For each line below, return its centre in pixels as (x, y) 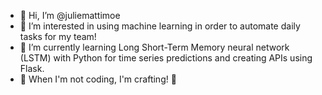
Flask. (32, 68)
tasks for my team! (58, 36)
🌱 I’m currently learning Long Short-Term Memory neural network (154, 47)
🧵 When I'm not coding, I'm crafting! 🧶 (98, 79)
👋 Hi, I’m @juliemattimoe (70, 15)
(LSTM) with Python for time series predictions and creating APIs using (166, 58)
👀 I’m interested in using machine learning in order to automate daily (160, 26)
